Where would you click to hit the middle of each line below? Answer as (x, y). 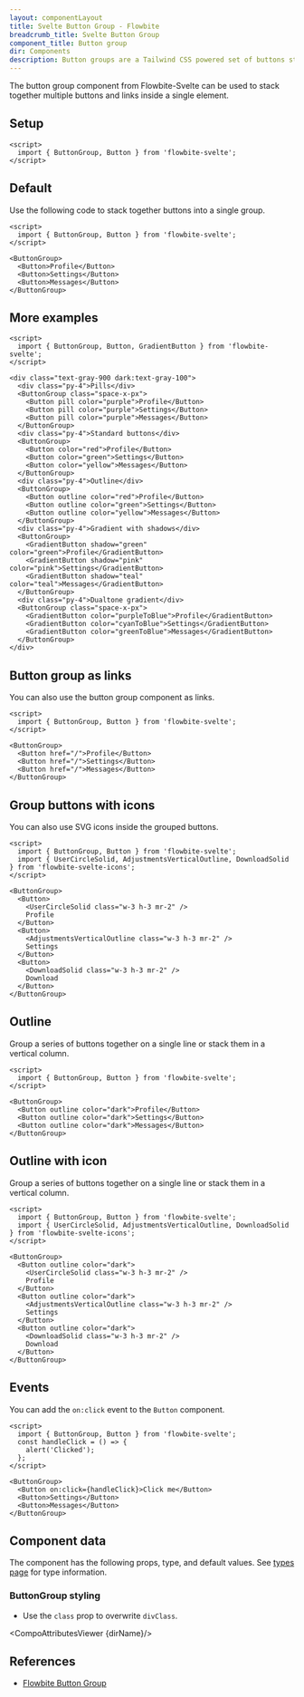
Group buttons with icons (82, 805)
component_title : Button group (68, 43)
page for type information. (58, 1572)
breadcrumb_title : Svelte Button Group (85, 34)
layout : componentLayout (56, 18)
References (43, 1662)
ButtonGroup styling (55, 1596)
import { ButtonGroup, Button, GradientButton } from (121, 347)
